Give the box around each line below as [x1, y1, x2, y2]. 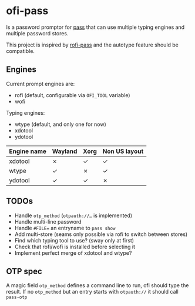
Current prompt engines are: [6, 80, 75, 87]
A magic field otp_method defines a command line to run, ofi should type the [6, 282, 189, 289]
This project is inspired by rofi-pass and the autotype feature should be [6, 41, 179, 48]
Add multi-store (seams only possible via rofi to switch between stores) [14, 231, 188, 238]
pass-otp [6, 294, 28, 301]
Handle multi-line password [14, 218, 82, 225]
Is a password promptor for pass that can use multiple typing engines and [6, 24, 185, 31]
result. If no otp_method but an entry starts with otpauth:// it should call [6, 288, 179, 295]
